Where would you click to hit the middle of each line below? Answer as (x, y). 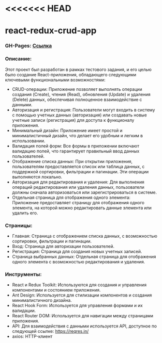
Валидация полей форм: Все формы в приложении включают (75, 146)
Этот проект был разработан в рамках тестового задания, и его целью (78, 69)
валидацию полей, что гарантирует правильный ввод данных (76, 151)
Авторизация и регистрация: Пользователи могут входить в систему (83, 110)
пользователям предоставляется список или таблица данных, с (78, 166)
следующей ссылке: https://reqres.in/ (50, 331)
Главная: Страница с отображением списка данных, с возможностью (85, 236)
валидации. (24, 310)
